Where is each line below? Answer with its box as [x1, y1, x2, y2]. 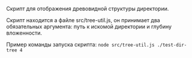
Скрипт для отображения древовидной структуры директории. [6, 5, 169, 12]
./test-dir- [157, 42, 187, 48]
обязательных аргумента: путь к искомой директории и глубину [6, 23, 172, 30]
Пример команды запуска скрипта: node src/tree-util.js [6, 41, 155, 48]
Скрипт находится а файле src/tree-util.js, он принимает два [6, 17, 160, 23]
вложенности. [6, 29, 43, 36]
